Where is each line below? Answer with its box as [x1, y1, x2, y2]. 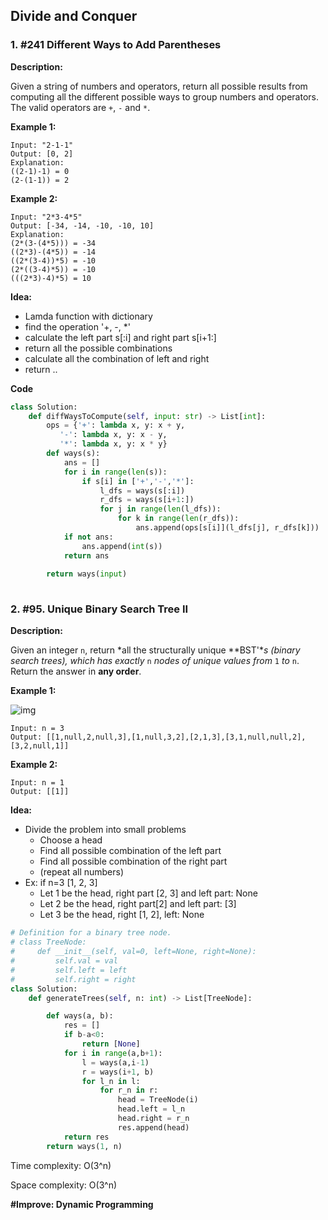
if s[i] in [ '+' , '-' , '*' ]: [81, 476, 195, 486]
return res [63, 1132, 110, 1142]
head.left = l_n [117, 1104, 186, 1114]
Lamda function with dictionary [24, 310, 153, 322]
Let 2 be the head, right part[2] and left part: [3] [39, 898, 237, 910]
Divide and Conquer [10, 8, 138, 25]
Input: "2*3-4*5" [10, 212, 83, 222]
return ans [63, 550, 110, 561]
